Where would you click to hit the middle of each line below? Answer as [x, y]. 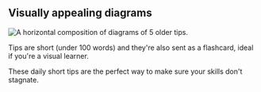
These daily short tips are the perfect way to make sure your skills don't [125, 71]
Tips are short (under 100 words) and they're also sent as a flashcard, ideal [131, 48]
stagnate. [24, 79]
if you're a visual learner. [48, 56]
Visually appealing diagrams [80, 13]
